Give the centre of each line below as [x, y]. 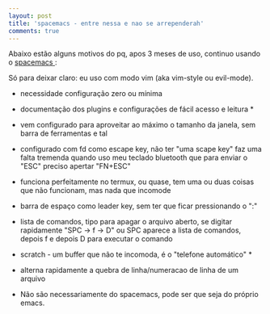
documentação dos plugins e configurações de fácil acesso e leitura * [137, 109]
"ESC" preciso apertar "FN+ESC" [75, 166]
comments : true [34, 31]
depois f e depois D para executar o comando [96, 239]
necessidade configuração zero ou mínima [91, 94]
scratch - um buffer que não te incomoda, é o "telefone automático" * [136, 254]
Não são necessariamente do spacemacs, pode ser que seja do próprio [139, 295]
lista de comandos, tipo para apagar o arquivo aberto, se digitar [126, 222]
